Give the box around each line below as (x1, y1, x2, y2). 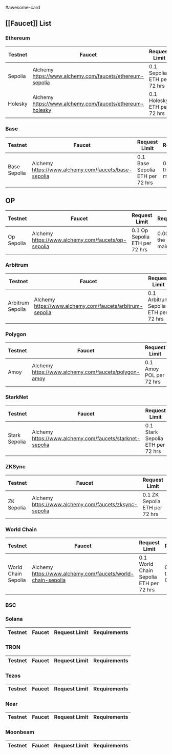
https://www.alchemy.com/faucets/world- (32, 570, 134, 578)
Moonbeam (5, 728, 35, 736)
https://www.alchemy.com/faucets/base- (32, 166, 133, 173)
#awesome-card (5, 5, 40, 10)
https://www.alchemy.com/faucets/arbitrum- (34, 303, 143, 310)
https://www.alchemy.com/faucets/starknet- (32, 434, 141, 442)
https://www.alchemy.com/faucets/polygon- (32, 369, 140, 376)
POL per (145, 372, 165, 379)
